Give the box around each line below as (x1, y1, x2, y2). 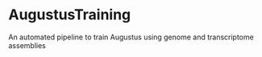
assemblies (8, 40, 46, 50)
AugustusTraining (8, 6, 131, 24)
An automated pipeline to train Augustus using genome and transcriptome (8, 32, 254, 42)
